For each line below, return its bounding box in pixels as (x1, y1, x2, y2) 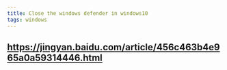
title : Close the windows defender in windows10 (7, 10, 148, 17)
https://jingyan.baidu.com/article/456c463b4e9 (7, 41, 220, 53)
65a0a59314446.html (7, 52, 103, 63)
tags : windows (7, 16, 48, 23)
